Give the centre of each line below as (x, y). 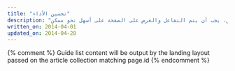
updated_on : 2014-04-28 (42, 33)
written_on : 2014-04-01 (42, 26)
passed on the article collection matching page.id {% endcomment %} (108, 61)
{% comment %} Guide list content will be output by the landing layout (108, 53)
